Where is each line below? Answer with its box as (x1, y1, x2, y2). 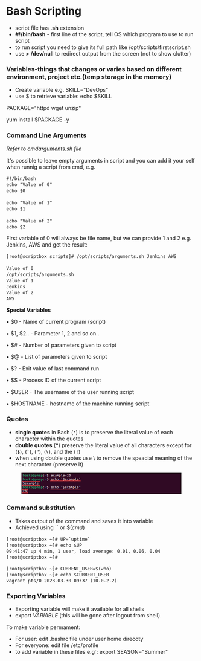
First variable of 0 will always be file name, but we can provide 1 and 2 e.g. (6, 234, 191, 242)
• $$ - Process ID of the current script (6, 376, 101, 384)
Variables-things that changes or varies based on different (6, 65, 182, 73)
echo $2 (6, 224, 26, 230)
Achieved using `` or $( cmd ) (14, 524, 85, 531)
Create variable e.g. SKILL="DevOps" (14, 86, 109, 94)
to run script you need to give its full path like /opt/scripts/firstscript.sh (14, 44, 191, 51)
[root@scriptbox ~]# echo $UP (6, 542, 83, 548)
